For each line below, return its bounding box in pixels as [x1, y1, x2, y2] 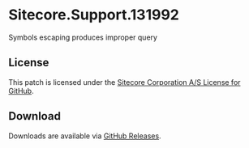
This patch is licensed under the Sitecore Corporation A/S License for [8, 77, 241, 87]
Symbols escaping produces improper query [8, 32, 158, 42]
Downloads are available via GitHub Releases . [8, 131, 161, 141]
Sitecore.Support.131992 [8, 6, 180, 24]
